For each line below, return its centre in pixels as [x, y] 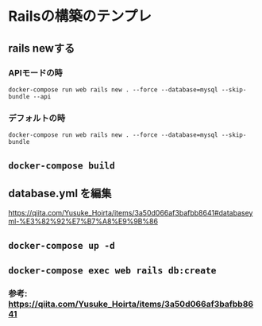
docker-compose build [62, 165]
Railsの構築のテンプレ [80, 16]
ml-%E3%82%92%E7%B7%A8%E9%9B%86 [83, 221]
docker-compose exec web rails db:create [112, 271]
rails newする [42, 48]
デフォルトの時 [37, 118]
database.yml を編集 [60, 193]
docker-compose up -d [62, 245]
